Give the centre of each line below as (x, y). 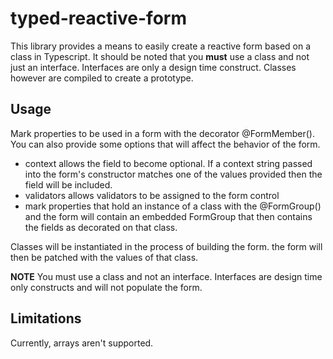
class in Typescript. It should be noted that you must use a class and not (160, 56)
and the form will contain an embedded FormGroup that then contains (168, 216)
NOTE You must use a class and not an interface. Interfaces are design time (166, 276)
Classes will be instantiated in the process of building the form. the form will (166, 246)
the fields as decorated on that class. (101, 227)
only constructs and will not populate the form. (106, 287)
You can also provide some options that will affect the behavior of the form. (165, 144)
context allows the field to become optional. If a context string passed (168, 163)
